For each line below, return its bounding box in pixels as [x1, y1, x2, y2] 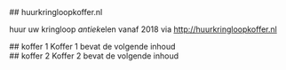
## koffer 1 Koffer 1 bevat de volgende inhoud [9, 42, 176, 51]
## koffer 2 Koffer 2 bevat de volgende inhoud [9, 51, 179, 61]
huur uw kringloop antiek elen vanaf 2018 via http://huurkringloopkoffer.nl [9, 24, 277, 35]
